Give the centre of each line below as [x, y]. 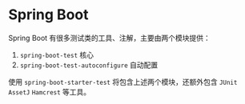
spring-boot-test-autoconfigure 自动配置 [89, 65]
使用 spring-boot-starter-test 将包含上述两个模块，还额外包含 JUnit [123, 82]
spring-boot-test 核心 [57, 54]
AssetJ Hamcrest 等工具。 [50, 92]
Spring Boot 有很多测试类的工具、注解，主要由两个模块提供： [109, 38]
